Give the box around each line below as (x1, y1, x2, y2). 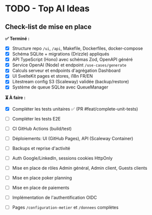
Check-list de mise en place (5, 23, 92, 31)
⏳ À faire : (5, 94, 26, 100)
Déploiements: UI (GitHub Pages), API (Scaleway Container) (12, 135, 133, 141)
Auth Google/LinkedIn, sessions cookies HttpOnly (12, 155, 113, 161)
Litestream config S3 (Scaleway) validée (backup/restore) (12, 79, 129, 85)
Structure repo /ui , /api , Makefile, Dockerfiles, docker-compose (12, 45, 143, 51)
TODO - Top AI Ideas (5, 3, 90, 14)
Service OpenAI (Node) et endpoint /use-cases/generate (12, 62, 127, 68)
